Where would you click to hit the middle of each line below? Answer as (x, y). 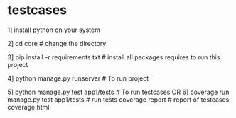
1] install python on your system (54, 30)
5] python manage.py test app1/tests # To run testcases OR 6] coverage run (118, 92)
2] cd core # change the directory (57, 43)
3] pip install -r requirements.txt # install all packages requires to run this (114, 57)
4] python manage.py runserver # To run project (78, 78)
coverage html (28, 107)
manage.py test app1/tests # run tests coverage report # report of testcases (118, 99)
